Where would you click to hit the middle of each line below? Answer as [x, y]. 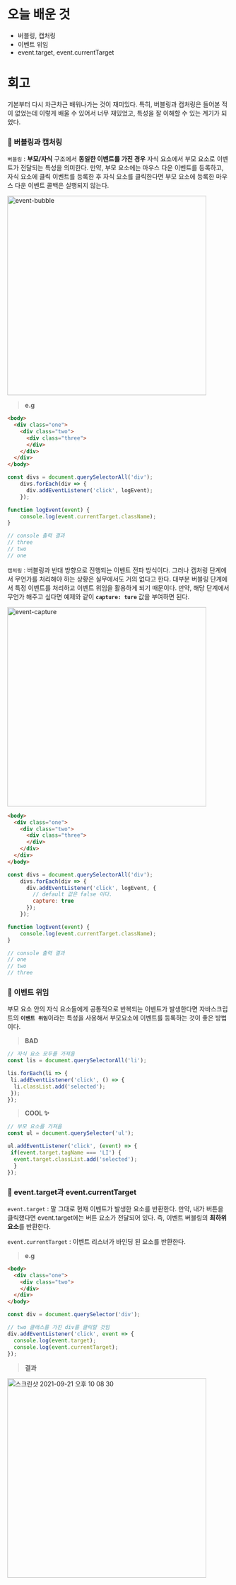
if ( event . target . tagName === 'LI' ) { [66, 1153]
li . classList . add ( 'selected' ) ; [60, 1086]
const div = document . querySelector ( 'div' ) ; [74, 1315]
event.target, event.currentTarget [66, 52]
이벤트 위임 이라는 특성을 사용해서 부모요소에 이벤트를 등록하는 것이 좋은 [117, 1018]
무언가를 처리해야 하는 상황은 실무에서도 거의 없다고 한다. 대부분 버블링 [112, 579]
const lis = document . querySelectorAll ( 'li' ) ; [77, 1061]
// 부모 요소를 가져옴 [35, 1127]
